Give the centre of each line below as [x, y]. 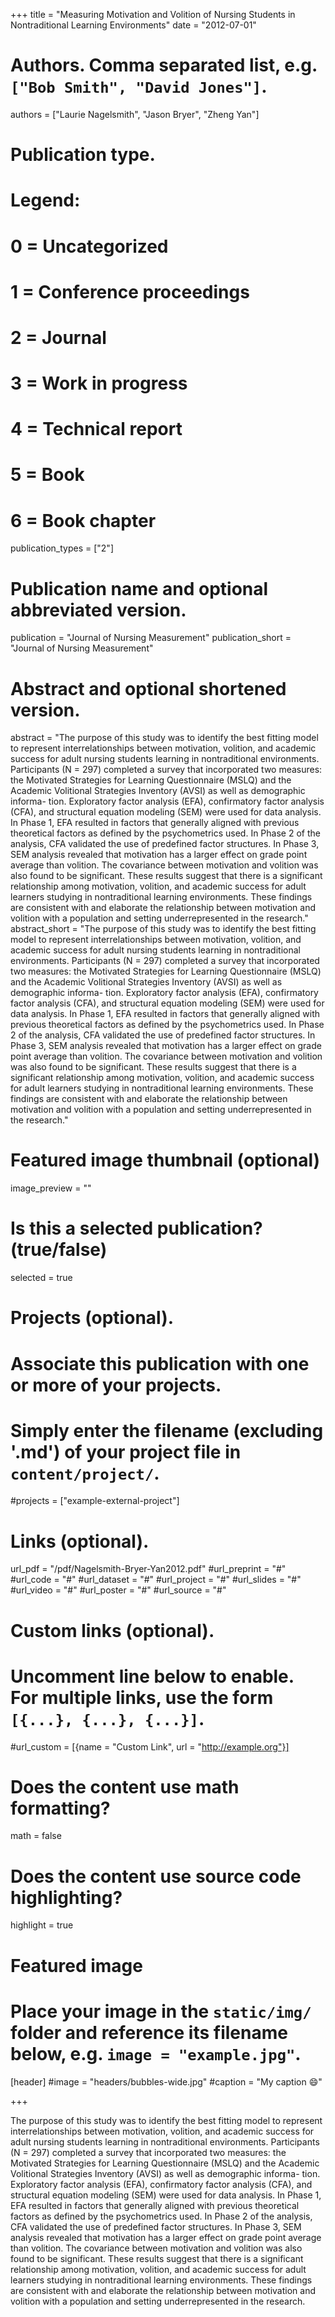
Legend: [45, 200]
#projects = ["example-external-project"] [95, 1501]
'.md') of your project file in [126, 1451]
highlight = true [42, 1925]
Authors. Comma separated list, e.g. [164, 65]
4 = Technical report [96, 429]
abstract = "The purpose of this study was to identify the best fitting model [164, 738]
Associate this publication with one [160, 1363]
